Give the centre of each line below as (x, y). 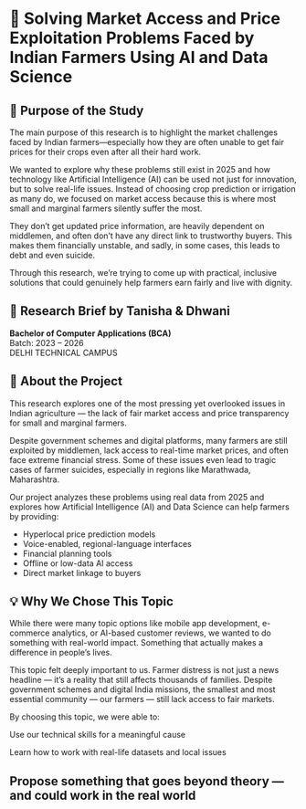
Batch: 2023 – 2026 (47, 342)
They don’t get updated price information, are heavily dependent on (137, 226)
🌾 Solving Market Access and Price (145, 19)
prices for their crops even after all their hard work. (106, 152)
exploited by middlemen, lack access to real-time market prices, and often (149, 450)
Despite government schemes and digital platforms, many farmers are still (148, 440)
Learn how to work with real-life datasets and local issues (118, 752)
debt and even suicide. (53, 255)
